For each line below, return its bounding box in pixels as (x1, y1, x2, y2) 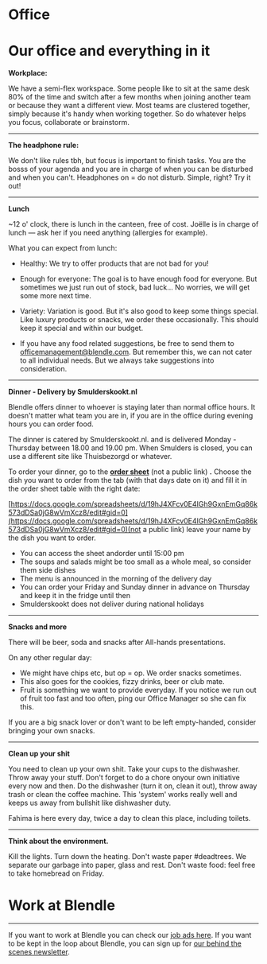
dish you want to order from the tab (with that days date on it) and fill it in (8, 476, 248, 485)
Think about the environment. (8, 837, 109, 846)
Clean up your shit (8, 749, 70, 759)
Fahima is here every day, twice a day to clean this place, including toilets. (8, 814, 251, 823)
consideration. (19, 364, 68, 374)
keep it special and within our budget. (19, 324, 144, 333)
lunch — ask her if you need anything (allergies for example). (8, 228, 208, 238)
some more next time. (19, 291, 91, 301)
